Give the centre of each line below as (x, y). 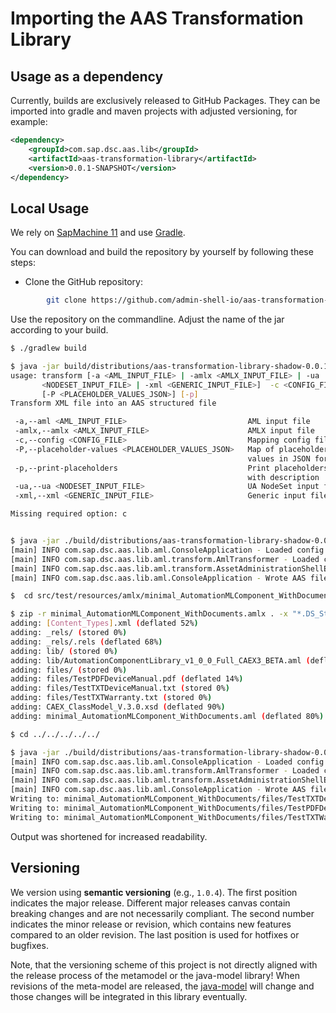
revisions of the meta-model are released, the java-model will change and (162, 986)
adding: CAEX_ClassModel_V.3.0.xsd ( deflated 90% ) (118, 707)
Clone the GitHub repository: (83, 282)
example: (29, 121)
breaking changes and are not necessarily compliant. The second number (162, 913)
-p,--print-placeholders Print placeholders (171, 468)
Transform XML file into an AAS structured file (113, 403)
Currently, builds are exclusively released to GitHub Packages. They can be (165, 100)
